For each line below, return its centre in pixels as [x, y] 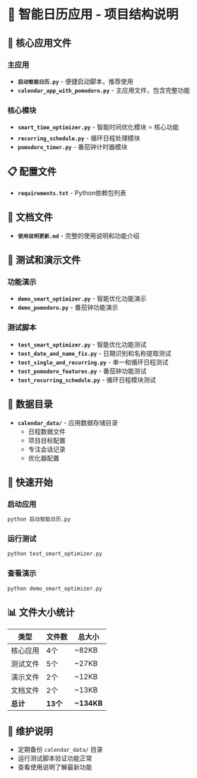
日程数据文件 [47, 431]
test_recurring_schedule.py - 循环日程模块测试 [87, 380]
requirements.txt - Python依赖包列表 [72, 192]
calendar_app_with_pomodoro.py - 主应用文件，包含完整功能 [104, 90]
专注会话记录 [47, 449]
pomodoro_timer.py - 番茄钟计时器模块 [72, 147]
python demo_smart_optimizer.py [55, 588]
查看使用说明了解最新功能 [55, 767]
